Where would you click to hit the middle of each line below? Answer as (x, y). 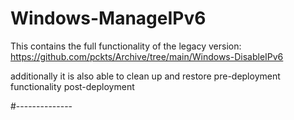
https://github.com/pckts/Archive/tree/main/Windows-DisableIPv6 (147, 56)
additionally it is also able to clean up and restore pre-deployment (145, 76)
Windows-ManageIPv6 (108, 18)
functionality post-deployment (72, 86)
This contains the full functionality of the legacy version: (126, 46)
